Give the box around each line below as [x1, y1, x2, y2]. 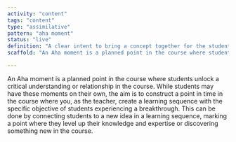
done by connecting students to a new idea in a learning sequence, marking [7, 111, 227, 120]
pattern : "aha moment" [7, 29, 74, 37]
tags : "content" [7, 17, 55, 24]
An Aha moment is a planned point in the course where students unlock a [7, 74, 220, 83]
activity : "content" [7, 10, 68, 17]
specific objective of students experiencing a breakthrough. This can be [7, 104, 216, 113]
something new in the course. [7, 127, 93, 135]
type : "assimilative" [7, 23, 71, 30]
